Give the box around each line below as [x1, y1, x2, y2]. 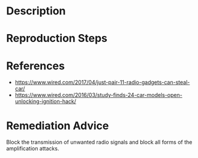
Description [6, 4, 66, 18]
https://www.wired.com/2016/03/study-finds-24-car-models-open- [14, 92, 183, 99]
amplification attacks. [6, 145, 59, 152]
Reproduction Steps [6, 32, 108, 45]
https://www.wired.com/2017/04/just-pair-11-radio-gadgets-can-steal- [14, 79, 190, 86]
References [6, 59, 65, 72]
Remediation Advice [6, 118, 109, 132]
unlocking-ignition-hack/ [14, 98, 77, 105]
